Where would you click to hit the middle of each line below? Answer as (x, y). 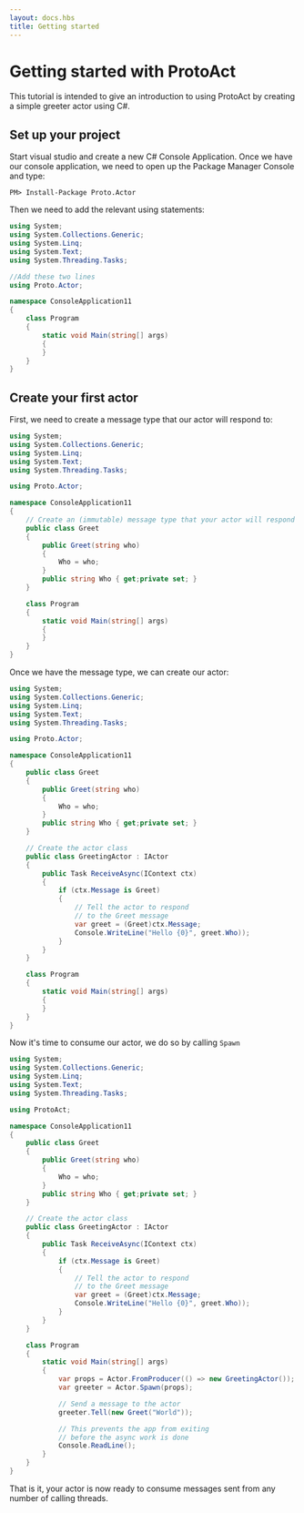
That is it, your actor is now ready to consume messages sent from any (142, 1488)
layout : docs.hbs (42, 18)
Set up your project (65, 134)
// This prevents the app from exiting (133, 1429)
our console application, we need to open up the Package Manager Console (152, 167)
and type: (27, 176)
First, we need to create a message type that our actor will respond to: (141, 420)
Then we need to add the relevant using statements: (107, 209)
